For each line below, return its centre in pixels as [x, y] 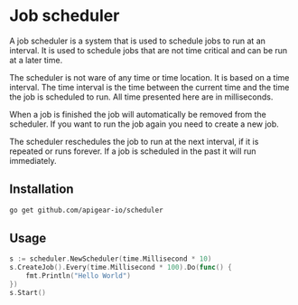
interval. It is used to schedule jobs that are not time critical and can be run [149, 50]
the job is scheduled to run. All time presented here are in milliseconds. [141, 97]
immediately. [33, 160]
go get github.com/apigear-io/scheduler [87, 210]
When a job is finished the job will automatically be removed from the [138, 114]
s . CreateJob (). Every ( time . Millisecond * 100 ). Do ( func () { [121, 268]
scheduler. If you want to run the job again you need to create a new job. [144, 124]
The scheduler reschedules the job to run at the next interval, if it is [134, 141]
